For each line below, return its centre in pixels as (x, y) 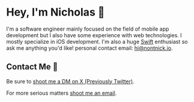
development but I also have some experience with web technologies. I (94, 35)
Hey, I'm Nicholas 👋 (56, 12)
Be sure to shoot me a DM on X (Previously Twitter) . (70, 81)
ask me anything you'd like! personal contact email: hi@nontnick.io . (89, 48)
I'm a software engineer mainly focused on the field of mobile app (88, 29)
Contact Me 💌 (32, 67)
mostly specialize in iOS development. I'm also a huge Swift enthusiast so (97, 41)
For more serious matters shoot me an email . (62, 93)
